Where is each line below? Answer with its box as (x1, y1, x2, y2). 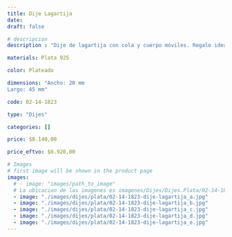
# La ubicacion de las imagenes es (13, 186, 116, 194)
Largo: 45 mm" (7, 86, 48, 93)
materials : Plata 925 (7, 55, 70, 62)
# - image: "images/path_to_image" (13, 180, 116, 187)
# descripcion (7, 35, 48, 42)
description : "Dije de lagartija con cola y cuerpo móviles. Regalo (7, 42, 212, 49)
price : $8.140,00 (7, 136, 57, 143)
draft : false (7, 23, 45, 30)
